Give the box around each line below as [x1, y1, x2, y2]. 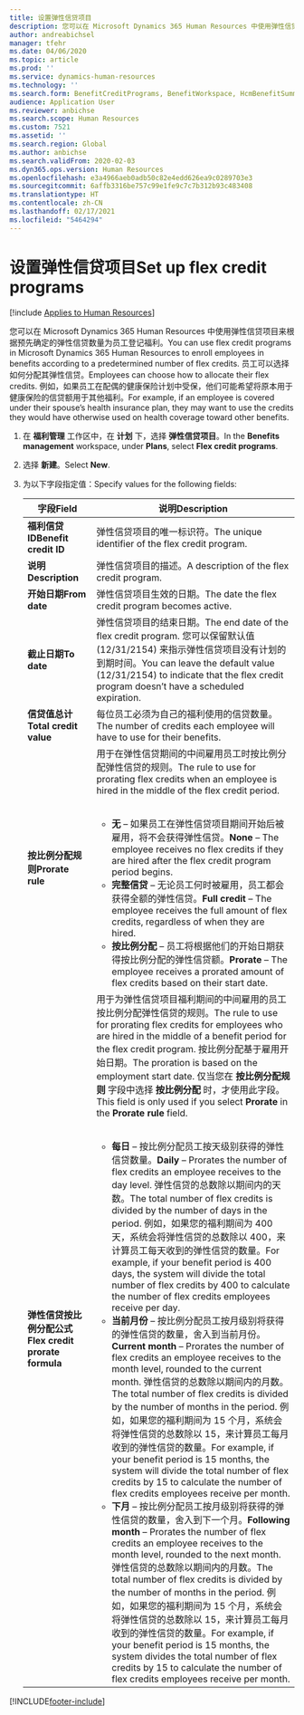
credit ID [26, 542, 65, 555]
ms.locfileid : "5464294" [9, 215, 103, 225]
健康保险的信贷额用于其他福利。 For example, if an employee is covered [9, 391, 275, 403]
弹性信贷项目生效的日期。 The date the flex [96, 588, 278, 600]
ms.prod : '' [9, 64, 54, 73]
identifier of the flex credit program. [96, 537, 248, 550]
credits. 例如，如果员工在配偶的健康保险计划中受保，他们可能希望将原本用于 [9, 380, 293, 391]
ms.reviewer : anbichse [9, 106, 95, 115]
